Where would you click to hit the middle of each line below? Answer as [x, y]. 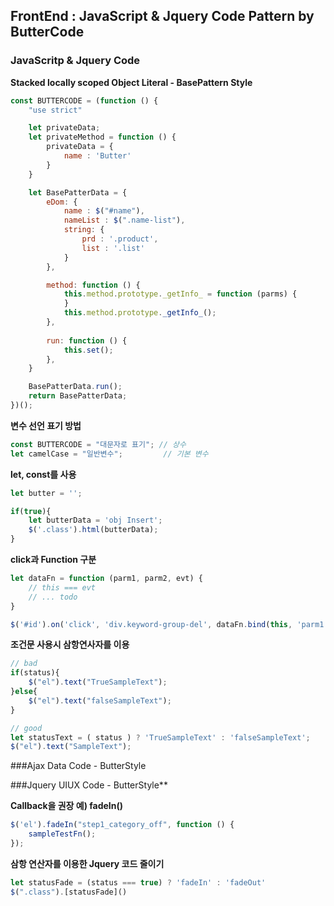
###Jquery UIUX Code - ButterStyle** [89, 785]
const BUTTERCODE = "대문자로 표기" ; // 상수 [98, 444]
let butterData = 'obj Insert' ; [95, 520]
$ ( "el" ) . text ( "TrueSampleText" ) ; [98, 682]
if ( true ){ [31, 511]
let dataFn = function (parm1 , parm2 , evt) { [106, 579]
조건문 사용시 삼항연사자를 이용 [70, 645]
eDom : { [62, 202]
